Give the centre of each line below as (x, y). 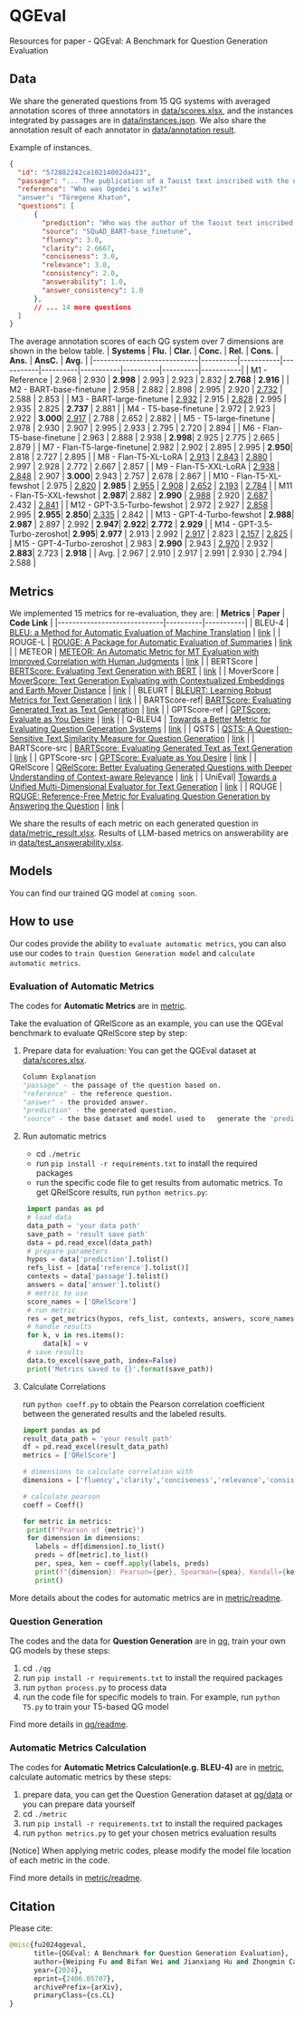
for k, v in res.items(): (76, 1335)
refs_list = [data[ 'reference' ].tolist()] (108, 1268)
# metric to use (57, 1293)
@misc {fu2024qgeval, (48, 1945)
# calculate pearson (61, 1497)
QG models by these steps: (60, 1651)
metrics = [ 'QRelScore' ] (69, 1456)
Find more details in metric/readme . (76, 1878)
